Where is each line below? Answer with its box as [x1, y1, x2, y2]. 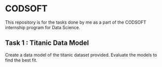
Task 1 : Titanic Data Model [5, 39, 89, 47]
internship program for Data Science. [5, 24, 80, 30]
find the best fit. [5, 57, 38, 63]
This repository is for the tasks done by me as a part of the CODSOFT [5, 19, 146, 25]
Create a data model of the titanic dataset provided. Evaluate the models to [5, 52, 158, 58]
